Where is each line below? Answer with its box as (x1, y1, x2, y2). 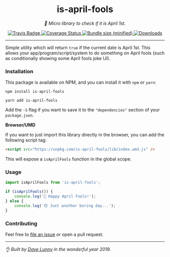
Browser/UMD (5, 122, 36, 128)
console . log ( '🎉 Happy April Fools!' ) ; (14, 194, 96, 199)
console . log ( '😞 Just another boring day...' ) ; (14, 203, 116, 208)
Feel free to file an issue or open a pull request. (5, 231, 104, 237)
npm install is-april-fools (5, 89, 65, 94)
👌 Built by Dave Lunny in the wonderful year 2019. (5, 246, 111, 252)
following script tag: (5, 137, 47, 143)
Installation (5, 68, 34, 75)
